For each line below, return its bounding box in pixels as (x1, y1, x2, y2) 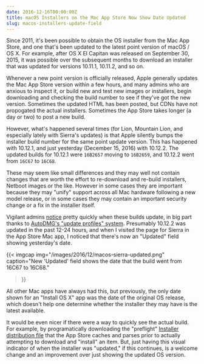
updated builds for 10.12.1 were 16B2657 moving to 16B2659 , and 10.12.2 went (6, 151, 194, 158)
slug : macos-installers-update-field (6, 20, 102, 26)
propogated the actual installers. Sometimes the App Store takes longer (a (6, 107, 192, 114)
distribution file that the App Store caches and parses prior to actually (6, 332, 181, 339)
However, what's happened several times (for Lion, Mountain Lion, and (6, 125, 183, 133)
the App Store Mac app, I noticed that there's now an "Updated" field (6, 233, 179, 240)
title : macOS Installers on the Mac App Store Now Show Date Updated (6, 15, 186, 21)
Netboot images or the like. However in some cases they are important (6, 182, 183, 189)
